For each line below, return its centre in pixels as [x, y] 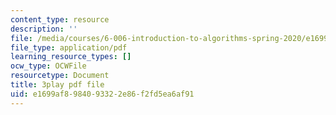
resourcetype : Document [60, 76]
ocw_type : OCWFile [48, 66]
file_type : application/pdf [69, 47]
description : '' [44, 29]
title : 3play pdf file [57, 85]
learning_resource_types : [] [71, 57]
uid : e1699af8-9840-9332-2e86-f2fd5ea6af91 [102, 94]
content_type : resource [60, 19]
